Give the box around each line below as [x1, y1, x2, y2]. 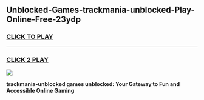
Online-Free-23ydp [6, 15, 81, 25]
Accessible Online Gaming [6, 87, 75, 94]
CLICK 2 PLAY [6, 55, 49, 64]
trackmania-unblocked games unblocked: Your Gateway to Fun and [6, 80, 180, 87]
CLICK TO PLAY [6, 33, 53, 41]
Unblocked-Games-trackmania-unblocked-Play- [6, 5, 195, 15]
